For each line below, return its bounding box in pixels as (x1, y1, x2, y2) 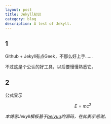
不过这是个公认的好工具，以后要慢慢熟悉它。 (5, 64, 96, 70)
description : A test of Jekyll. (5, 21, 72, 26)
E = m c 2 (74, 102, 92, 109)
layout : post (5, 7, 32, 12)
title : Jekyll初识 (5, 12, 41, 17)
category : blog (5, 16, 37, 21)
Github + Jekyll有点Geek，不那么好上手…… (5, 53, 93, 60)
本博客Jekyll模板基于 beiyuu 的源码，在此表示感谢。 (5, 113, 109, 119)
